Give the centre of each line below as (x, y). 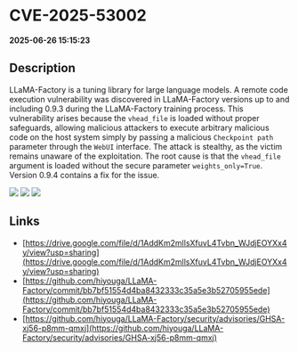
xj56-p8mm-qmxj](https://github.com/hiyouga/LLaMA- (123, 328)
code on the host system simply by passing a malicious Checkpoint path (141, 137)
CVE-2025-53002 (78, 16)
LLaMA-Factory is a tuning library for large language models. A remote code (149, 89)
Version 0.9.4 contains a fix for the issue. (85, 175)
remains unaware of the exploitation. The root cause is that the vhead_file (145, 156)
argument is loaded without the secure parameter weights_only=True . (136, 165)
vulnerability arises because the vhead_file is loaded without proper (134, 118)
